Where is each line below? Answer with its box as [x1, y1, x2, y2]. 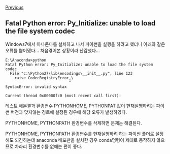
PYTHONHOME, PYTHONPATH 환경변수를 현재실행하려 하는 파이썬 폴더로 [5, 131, 155, 137]
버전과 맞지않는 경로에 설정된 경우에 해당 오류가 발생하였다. [10, 109, 127, 115]
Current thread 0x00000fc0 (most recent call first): [5, 93, 122, 98]
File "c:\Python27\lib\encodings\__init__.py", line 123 [10, 71, 133, 76]
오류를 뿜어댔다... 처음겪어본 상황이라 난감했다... [5, 47, 100, 53]
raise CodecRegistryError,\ [14, 75, 74, 80]
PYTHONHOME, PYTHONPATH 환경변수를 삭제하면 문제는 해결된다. [5, 119, 142, 126]
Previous [5, 5, 24, 10]
